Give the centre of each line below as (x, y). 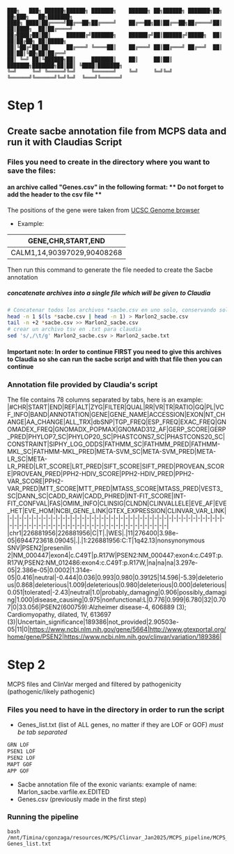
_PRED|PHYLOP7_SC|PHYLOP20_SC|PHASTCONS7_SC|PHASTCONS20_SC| (116, 436)
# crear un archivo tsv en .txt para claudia (74, 329)
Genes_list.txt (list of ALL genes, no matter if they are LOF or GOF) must (120, 725)
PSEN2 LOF (22, 758)
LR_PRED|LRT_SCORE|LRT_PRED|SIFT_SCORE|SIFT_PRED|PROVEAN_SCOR (116, 466)
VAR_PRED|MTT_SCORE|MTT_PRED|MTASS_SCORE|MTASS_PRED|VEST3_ (115, 488)
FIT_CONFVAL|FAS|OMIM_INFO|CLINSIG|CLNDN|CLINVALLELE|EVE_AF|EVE (117, 503)
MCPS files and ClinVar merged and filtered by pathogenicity (94, 684)
